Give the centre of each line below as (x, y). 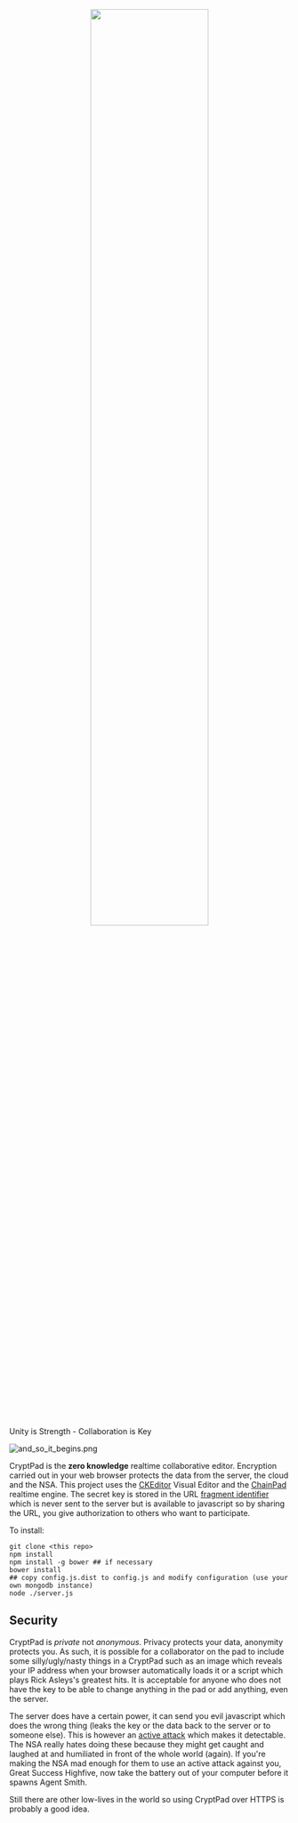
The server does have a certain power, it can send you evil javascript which (148, 1715)
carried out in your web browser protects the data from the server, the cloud (149, 1475)
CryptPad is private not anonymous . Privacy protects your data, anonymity (146, 1642)
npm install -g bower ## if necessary (81, 1562)
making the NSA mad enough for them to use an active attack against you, (145, 1763)
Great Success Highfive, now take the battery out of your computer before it (149, 1772)
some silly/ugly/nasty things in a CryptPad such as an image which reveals (146, 1661)
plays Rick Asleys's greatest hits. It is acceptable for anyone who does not (145, 1680)
